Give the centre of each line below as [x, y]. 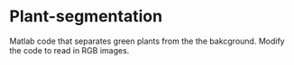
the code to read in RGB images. [69, 50]
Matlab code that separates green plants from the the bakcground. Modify [147, 41]
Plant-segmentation [86, 16]
